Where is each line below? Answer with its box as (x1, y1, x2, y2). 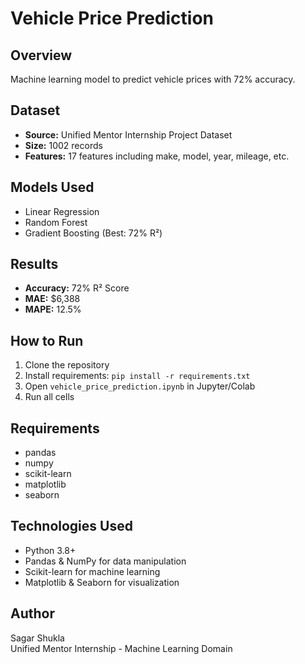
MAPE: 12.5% (24, 303, 82, 316)
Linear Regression (24, 205, 100, 217)
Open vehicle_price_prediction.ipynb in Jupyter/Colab (24, 380, 256, 392)
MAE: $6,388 (24, 293, 81, 305)
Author (10, 605, 55, 622)
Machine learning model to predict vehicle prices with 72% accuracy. (10, 73, 296, 85)
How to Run (10, 332, 84, 349)
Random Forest (24, 216, 88, 228)
